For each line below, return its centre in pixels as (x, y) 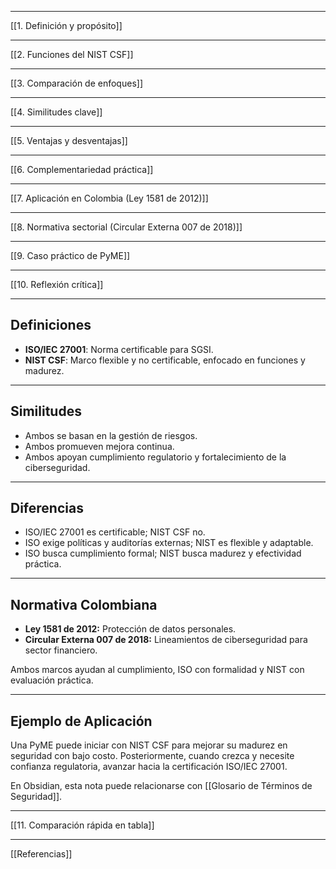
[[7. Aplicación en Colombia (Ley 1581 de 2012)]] (109, 198)
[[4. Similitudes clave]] (56, 112)
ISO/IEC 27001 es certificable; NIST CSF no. (115, 532)
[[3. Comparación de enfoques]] (76, 83)
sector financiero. (61, 650)
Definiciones (51, 325)
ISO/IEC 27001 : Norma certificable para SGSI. (119, 349)
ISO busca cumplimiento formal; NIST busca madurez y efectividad (163, 553)
